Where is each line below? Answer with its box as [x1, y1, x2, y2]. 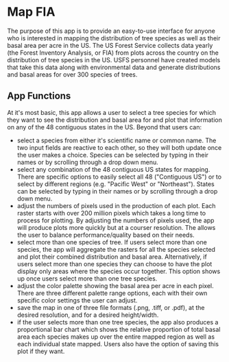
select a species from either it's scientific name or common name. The [16, 136, 217, 144]
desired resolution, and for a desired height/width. [16, 311, 159, 319]
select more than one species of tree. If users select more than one [16, 237, 207, 246]
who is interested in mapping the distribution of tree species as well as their [7, 34, 221, 42]
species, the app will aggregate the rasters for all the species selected [16, 245, 216, 253]
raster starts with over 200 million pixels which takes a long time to [16, 209, 206, 217]
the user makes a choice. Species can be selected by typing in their [16, 151, 209, 159]
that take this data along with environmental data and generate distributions [7, 63, 221, 71]
